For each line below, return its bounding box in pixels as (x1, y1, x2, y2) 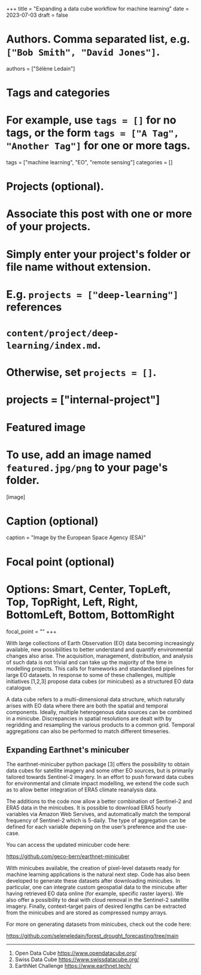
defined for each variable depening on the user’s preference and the (6, 823, 175, 830)
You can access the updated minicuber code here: (6, 841, 130, 848)
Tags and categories (6, 86, 110, 100)
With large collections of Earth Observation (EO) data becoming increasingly (6, 639, 194, 646)
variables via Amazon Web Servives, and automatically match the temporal (6, 811, 190, 818)
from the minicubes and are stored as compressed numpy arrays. (6, 909, 167, 916)
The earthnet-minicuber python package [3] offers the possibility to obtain (6, 761, 190, 768)
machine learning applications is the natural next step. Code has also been (6, 871, 190, 878)
